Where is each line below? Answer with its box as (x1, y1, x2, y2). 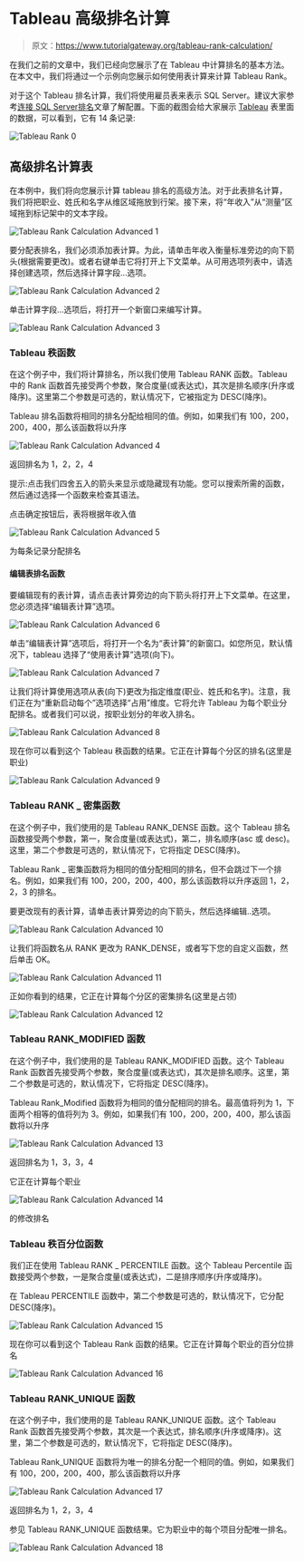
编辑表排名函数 (9, 567, 65, 578)
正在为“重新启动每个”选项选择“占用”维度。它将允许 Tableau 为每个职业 (16, 697, 280, 708)
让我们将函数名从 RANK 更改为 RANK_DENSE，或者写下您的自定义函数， (9, 942, 280, 953)
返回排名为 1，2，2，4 (9, 459, 93, 470)
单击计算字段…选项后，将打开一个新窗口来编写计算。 (9, 304, 207, 315)
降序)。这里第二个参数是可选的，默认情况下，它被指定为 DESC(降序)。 (9, 392, 271, 402)
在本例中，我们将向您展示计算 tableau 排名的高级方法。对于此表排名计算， (9, 185, 288, 196)
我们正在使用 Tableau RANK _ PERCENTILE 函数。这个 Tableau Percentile (9, 1260, 282, 1271)
